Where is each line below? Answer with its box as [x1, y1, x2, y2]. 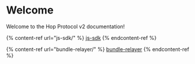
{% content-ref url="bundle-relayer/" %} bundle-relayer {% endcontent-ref [6, 45, 190, 53]
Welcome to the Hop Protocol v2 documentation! [6, 23, 125, 30]
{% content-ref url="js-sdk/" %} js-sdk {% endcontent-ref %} [6, 34, 157, 41]
